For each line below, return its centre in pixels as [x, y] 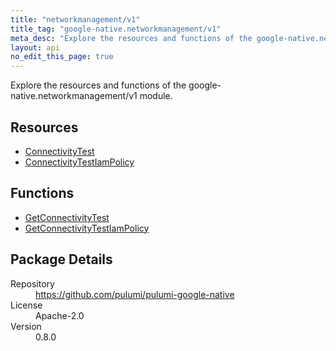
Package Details [61, 259]
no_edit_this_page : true [62, 57]
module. [156, 96]
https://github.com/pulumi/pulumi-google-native [135, 294]
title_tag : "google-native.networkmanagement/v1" [116, 29]
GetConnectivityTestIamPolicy [87, 228]
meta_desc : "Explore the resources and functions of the [131, 38]
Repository [32, 283]
